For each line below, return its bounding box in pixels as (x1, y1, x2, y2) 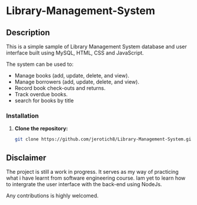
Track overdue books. (14, 91, 68, 98)
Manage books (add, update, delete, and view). (14, 72, 129, 79)
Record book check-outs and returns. (14, 85, 106, 92)
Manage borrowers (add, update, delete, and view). (14, 78, 139, 85)
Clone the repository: (14, 125, 68, 132)
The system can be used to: (6, 61, 74, 68)
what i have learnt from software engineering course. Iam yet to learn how (6, 174, 186, 182)
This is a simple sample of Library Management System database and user (6, 43, 187, 50)
